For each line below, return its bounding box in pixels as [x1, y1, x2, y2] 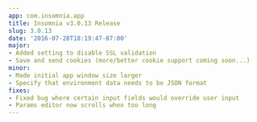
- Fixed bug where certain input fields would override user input [8, 94, 240, 102]
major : [8, 42, 31, 50]
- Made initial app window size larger [8, 71, 143, 79]
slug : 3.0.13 [8, 26, 52, 35]
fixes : [8, 86, 31, 95]
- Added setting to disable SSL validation [8, 49, 157, 57]
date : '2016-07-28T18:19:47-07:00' [8, 34, 128, 43]
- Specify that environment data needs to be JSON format [8, 79, 207, 87]
